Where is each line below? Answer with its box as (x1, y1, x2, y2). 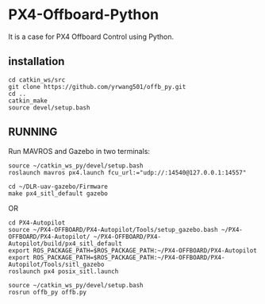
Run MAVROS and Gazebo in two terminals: (8, 146, 151, 156)
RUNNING (8, 125, 58, 139)
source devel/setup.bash (8, 103, 90, 112)
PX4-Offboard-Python (8, 6, 159, 24)
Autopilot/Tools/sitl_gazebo (8, 260, 105, 268)
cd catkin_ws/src (8, 75, 66, 84)
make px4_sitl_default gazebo (8, 189, 109, 198)
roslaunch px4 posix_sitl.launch (8, 267, 119, 275)
